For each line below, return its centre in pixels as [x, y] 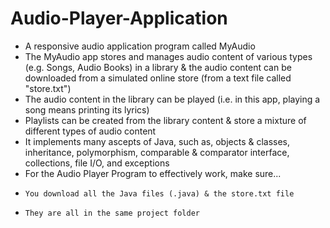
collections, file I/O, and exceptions [97, 163]
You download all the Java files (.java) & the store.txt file [159, 193]
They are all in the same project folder [112, 213]
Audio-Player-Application [119, 18]
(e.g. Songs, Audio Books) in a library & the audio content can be [158, 67]
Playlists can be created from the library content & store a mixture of [165, 120]
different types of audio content [90, 131]
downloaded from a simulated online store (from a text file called [158, 78]
